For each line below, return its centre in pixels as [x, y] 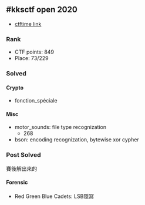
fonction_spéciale [36, 101]
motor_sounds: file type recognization [60, 127]
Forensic [17, 183]
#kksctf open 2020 [42, 10]
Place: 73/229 [31, 58]
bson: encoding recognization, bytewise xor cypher [77, 140]
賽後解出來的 [21, 168]
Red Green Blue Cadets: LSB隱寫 [54, 196]
